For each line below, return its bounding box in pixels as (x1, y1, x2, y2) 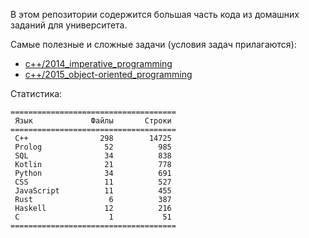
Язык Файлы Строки (14, 116, 172, 126)
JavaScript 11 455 (14, 186, 172, 196)
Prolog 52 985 (14, 142, 172, 152)
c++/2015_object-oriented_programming (24, 69, 193, 80)
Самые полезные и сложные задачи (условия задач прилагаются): (10, 39, 297, 50)
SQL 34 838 (14, 151, 172, 161)
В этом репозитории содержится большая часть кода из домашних (10, 9, 300, 20)
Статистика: (10, 88, 63, 99)
